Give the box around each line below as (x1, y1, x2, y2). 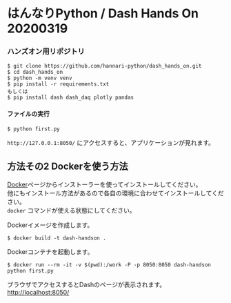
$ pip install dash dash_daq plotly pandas (7, 94, 134, 101)
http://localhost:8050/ (7, 288, 70, 296)
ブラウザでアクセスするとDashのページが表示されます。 (7, 280, 166, 289)
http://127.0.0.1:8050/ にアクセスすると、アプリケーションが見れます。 (7, 138, 215, 146)
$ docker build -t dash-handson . (7, 235, 107, 242)
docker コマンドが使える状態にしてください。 (7, 206, 136, 214)
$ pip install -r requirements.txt (7, 81, 110, 88)
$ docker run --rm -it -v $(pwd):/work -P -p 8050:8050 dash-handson (7, 261, 212, 268)
